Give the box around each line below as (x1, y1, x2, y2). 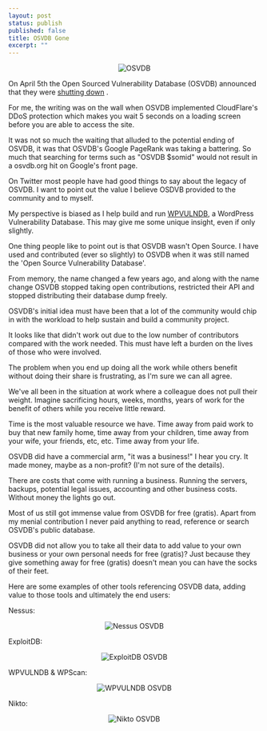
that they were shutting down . (8, 87, 110, 97)
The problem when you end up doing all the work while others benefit (8, 363, 238, 373)
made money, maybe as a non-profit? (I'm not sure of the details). (8, 461, 225, 470)
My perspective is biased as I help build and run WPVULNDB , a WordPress (8, 209, 254, 218)
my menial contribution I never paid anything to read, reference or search (8, 517, 249, 526)
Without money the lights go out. (8, 493, 116, 502)
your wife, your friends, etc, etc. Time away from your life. (8, 437, 200, 446)
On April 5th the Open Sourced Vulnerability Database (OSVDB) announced (8, 79, 257, 89)
